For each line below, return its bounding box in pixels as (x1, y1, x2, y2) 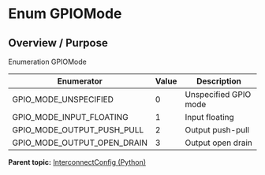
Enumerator (57, 76, 103, 87)
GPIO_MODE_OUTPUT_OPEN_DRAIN (12, 137, 148, 148)
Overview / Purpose (8, 36, 109, 50)
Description (196, 76, 242, 87)
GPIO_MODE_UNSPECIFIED (12, 94, 114, 105)
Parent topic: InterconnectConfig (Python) (8, 158, 147, 166)
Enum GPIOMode (8, 5, 122, 23)
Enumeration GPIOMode (8, 57, 87, 66)
